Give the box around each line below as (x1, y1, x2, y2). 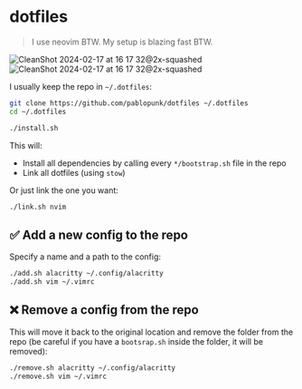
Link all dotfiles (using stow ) (22, 167, 126, 178)
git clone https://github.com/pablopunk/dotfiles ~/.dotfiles (9, 98, 249, 108)
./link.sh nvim (9, 202, 67, 211)
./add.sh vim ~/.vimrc (9, 277, 95, 287)
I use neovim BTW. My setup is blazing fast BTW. (31, 36, 213, 47)
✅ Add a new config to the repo (9, 227, 188, 242)
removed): (9, 345, 48, 356)
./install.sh (9, 123, 59, 132)
